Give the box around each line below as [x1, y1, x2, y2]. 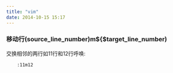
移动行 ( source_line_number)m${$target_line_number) [6, 35, 168, 44]
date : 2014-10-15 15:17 [6, 14, 66, 20]
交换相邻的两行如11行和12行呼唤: [6, 50, 86, 57]
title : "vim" [6, 8, 39, 15]
